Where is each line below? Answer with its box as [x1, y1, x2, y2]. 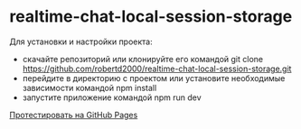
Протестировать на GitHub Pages [9, 109, 138, 120]
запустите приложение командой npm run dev [22, 92, 202, 103]
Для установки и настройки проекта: [9, 36, 154, 47]
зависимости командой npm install [22, 82, 157, 93]
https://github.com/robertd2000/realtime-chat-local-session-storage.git [22, 63, 292, 74]
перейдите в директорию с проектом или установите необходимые [22, 72, 286, 83]
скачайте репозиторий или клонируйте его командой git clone [22, 53, 264, 64]
